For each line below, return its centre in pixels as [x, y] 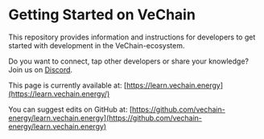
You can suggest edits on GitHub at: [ [70, 109]
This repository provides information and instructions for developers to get [132, 37]
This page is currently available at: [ [68, 85]
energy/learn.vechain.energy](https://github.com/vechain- [105, 117]
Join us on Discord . [41, 69]
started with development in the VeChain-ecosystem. [97, 45]
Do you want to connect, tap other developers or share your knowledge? [129, 61]
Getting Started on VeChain [102, 15]
